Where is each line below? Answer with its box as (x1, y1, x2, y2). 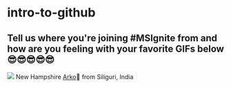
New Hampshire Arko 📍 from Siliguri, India (15, 73, 134, 80)
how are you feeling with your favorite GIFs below (7, 43, 224, 54)
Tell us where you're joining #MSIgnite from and (7, 32, 217, 44)
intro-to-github (7, 5, 96, 21)
